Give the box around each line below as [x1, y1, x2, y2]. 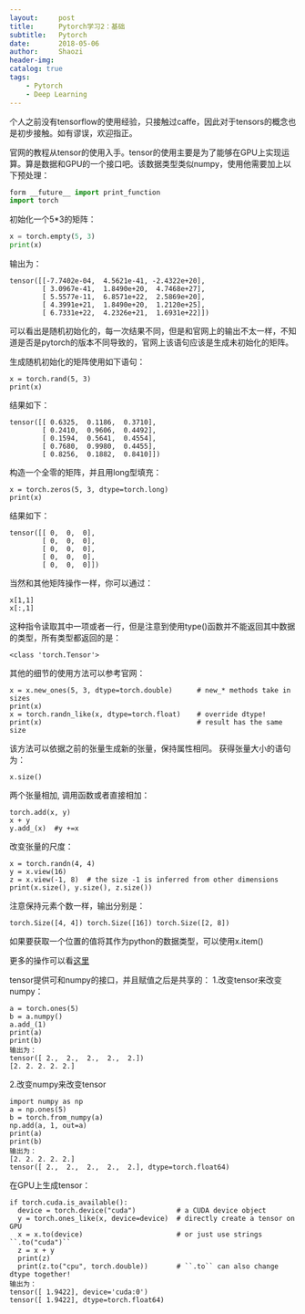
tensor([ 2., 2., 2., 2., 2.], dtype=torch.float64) [9, 1163, 230, 1172]
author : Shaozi [9, 47, 84, 57]
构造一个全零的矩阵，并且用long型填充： [9, 467, 162, 477]
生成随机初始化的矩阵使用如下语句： [9, 357, 146, 367]
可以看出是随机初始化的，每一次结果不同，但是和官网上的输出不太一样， [9, 326, 280, 336]
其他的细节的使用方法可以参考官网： [9, 668, 146, 678]
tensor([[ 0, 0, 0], [9, 528, 96, 537]
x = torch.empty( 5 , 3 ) [9, 232, 96, 242]
